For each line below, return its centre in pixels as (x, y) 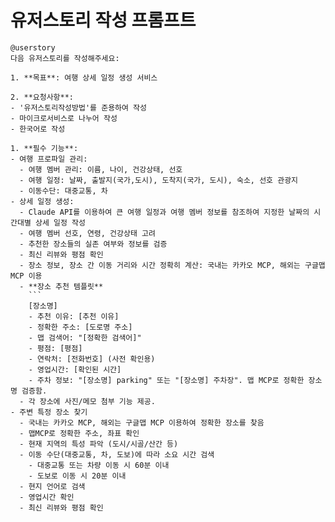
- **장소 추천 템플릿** (61, 286)
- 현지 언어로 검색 (52, 486)
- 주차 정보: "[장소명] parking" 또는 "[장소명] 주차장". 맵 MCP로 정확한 (166, 380)
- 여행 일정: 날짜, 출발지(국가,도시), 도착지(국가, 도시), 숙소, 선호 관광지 (159, 180)
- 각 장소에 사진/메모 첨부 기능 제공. (87, 401)
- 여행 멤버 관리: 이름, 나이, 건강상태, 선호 (101, 169)
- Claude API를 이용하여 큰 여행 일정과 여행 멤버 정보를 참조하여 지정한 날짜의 (164, 212)
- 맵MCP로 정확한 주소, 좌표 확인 (79, 433)
